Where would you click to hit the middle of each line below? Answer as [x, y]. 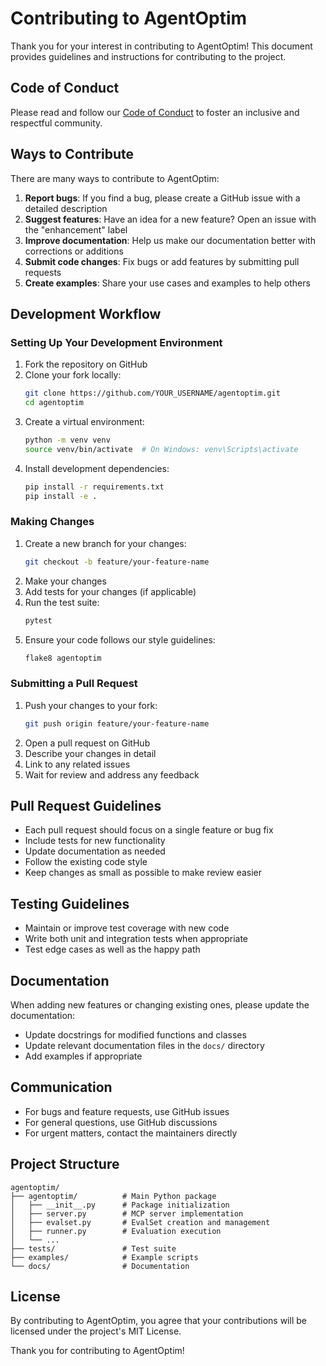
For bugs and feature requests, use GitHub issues [127, 1111]
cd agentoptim [54, 403]
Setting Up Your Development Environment [116, 342]
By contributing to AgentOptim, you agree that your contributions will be [158, 1321]
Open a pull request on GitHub [87, 743]
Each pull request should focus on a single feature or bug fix [149, 830]
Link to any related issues [77, 764]
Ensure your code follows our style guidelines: [120, 639]
